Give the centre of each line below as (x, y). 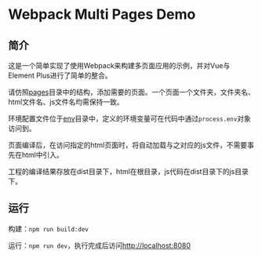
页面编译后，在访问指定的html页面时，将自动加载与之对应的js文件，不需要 (128, 145)
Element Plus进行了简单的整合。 (60, 75)
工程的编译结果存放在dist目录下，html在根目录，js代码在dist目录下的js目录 (128, 171)
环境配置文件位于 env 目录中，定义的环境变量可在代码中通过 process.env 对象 (129, 118)
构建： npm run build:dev (48, 228)
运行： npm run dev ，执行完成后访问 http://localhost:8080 (99, 245)
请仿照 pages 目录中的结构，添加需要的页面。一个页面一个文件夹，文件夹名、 (131, 92)
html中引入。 (43, 155)
